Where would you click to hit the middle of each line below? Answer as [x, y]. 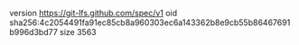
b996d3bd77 [34, 32]
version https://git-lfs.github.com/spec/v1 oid [93, 13]
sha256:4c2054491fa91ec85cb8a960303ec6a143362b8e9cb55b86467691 [150, 22]
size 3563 [78, 32]
